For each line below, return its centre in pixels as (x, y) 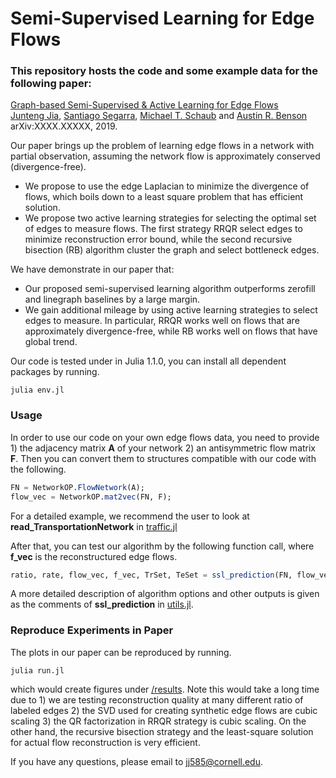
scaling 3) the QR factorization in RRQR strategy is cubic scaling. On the (158, 721)
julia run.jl (37, 670)
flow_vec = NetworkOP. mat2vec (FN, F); (91, 497)
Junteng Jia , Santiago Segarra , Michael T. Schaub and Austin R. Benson (159, 116)
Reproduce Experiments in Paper (92, 630)
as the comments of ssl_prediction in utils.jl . (102, 604)
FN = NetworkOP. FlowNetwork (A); (77, 487)
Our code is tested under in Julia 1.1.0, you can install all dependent (148, 361)
